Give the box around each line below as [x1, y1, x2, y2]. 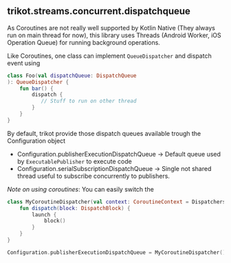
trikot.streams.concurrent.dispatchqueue [7, 5, 191, 17]
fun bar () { [19, 85, 54, 92]
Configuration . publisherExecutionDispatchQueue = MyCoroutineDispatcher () [7, 249, 226, 256]
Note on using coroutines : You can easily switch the [7, 185, 155, 193]
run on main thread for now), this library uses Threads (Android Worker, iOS [7, 31, 221, 39]
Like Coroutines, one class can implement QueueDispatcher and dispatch [7, 52, 212, 60]
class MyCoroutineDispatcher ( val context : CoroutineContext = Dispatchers [7, 198, 226, 205]
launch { [32, 211, 57, 218]
